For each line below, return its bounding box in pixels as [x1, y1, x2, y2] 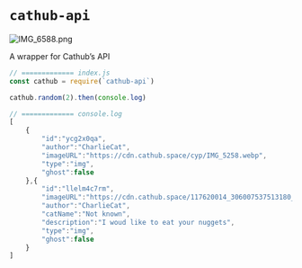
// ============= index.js [9, 68, 111, 77]
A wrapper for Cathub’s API [9, 50, 111, 61]
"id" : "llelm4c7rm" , [41, 184, 115, 193]
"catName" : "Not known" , [41, 210, 130, 219]
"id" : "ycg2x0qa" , [41, 134, 106, 144]
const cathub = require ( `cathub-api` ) [9, 76, 155, 85]
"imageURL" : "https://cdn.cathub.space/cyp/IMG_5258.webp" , [41, 151, 268, 160]
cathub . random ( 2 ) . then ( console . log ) [9, 93, 147, 102]
